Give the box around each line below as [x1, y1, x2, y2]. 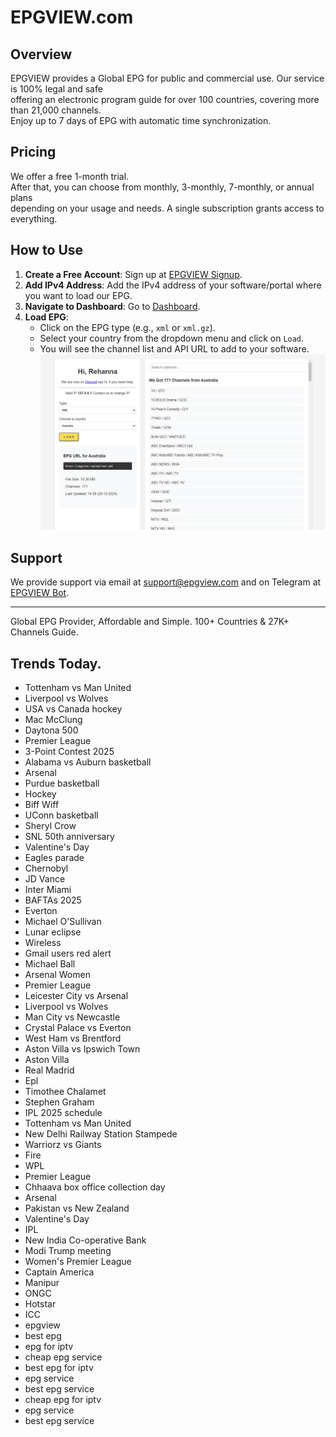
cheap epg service [24, 1351, 103, 1363]
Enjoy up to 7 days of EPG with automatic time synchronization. [10, 115, 272, 126]
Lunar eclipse [24, 926, 82, 938]
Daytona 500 [24, 724, 79, 736]
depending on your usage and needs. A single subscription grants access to [10, 202, 325, 214]
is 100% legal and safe [10, 83, 103, 95]
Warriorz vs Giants [24, 1138, 102, 1150]
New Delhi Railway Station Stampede [24, 1127, 178, 1140]
